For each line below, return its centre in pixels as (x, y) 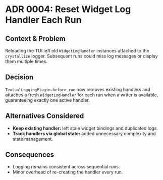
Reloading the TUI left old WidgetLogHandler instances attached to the (77, 51)
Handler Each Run (43, 20)
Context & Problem (35, 39)
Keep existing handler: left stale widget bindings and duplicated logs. (85, 128)
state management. (33, 139)
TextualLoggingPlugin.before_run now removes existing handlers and (78, 89)
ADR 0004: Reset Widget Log (68, 9)
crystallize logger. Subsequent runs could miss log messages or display (82, 56)
